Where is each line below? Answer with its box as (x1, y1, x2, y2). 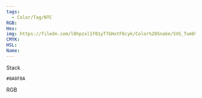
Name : (6, 48, 20, 54)
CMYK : (6, 36, 20, 42)
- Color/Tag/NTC (11, 14, 52, 20)
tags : (6, 8, 20, 15)
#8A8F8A (6, 75, 26, 81)
